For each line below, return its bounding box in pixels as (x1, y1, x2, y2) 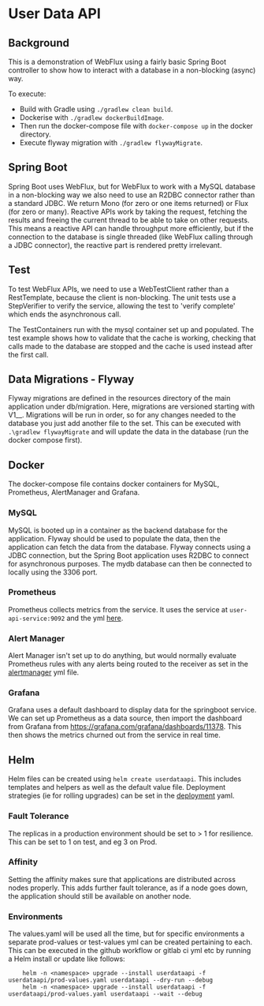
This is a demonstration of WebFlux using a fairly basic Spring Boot (8, 57, 227, 66)
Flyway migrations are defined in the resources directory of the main (8, 394, 231, 403)
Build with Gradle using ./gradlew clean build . (19, 104, 173, 114)
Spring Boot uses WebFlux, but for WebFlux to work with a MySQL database (8, 181, 256, 191)
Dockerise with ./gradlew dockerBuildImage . (19, 113, 164, 122)
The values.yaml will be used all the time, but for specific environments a (8, 929, 245, 939)
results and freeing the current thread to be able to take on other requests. (8, 215, 250, 225)
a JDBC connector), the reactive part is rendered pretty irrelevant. (8, 240, 222, 249)
